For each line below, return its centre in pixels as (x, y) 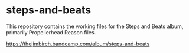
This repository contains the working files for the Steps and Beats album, (95, 26)
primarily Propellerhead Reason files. (51, 32)
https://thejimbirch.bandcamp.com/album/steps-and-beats (78, 44)
